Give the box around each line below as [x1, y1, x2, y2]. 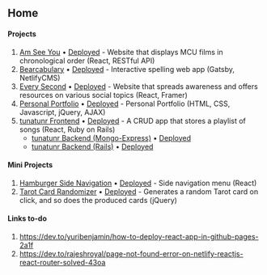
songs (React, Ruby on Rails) [19, 125, 116, 134]
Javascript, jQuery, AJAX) [19, 107, 106, 116]
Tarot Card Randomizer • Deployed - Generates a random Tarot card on [19, 186, 259, 197]
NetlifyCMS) [19, 73, 61, 82]
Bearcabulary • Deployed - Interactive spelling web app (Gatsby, [19, 64, 235, 74]
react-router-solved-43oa [19, 258, 106, 267]
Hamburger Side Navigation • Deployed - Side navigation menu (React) [19, 178, 257, 188]
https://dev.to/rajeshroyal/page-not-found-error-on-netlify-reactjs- [19, 249, 244, 258]
